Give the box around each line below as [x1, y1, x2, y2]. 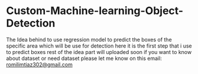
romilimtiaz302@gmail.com [6, 60, 73, 68]
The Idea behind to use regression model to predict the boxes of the [6, 36, 173, 43]
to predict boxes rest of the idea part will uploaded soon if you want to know [6, 48, 192, 55]
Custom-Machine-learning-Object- [6, 4, 184, 18]
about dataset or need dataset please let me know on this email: [6, 55, 163, 62]
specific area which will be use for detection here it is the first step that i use [6, 42, 192, 49]
